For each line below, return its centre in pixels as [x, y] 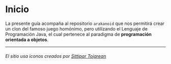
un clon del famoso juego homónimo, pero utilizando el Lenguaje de [76, 28]
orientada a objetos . [27, 40]
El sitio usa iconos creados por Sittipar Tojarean [56, 56]
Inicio [17, 9]
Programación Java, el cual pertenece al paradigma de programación [78, 34]
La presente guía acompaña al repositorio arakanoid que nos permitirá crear [85, 23]
